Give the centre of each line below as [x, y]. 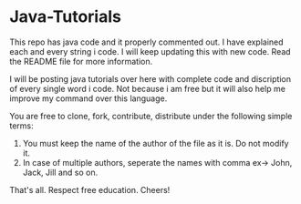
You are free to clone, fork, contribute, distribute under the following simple [151, 116]
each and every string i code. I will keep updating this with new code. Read [150, 51]
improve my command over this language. [88, 98]
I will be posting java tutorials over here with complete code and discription [150, 78]
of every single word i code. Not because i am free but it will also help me [147, 88]
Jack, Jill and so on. [60, 172]
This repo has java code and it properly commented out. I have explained [147, 42]
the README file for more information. [81, 61]
